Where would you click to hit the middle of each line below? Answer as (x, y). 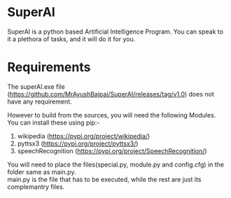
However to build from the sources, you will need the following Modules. (112, 115)
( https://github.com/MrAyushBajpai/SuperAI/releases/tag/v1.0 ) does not (111, 94)
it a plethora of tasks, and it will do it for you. (71, 38)
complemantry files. (36, 187)
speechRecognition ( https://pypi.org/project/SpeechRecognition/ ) (112, 150)
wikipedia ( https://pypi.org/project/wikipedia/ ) (84, 136)
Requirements (49, 68)
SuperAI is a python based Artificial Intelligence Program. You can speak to (115, 31)
